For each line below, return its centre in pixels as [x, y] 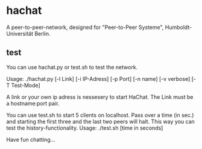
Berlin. [42, 33]
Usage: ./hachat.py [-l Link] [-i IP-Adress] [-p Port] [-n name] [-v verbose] [98, 78]
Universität [20, 33]
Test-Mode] [26, 85]
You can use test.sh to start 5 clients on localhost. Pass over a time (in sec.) [100, 115]
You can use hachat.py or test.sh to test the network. [72, 67]
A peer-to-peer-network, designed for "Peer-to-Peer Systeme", [85, 27]
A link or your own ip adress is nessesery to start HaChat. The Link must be [100, 97]
